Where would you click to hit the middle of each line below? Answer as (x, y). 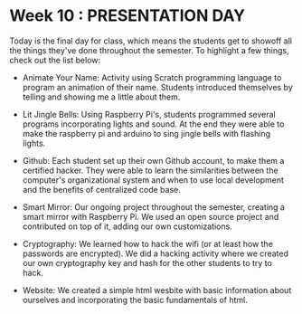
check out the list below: (55, 60)
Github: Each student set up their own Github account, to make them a (153, 160)
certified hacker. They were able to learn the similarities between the (150, 170)
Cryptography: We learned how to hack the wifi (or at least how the (148, 243)
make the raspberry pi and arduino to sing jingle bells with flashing (146, 133)
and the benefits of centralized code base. (101, 189)
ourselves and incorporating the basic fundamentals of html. (135, 300)
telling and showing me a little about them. (101, 97)
